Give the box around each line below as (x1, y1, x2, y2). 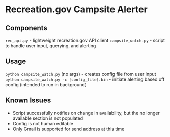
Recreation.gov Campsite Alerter (5, 4, 148, 15)
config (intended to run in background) (5, 81, 87, 87)
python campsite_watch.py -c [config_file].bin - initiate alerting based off (5, 76, 165, 82)
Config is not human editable (12, 120, 74, 126)
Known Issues (5, 96, 51, 105)
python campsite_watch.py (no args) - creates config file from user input (5, 71, 156, 77)
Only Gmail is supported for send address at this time (12, 126, 125, 132)
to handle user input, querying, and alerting (5, 43, 96, 49)
